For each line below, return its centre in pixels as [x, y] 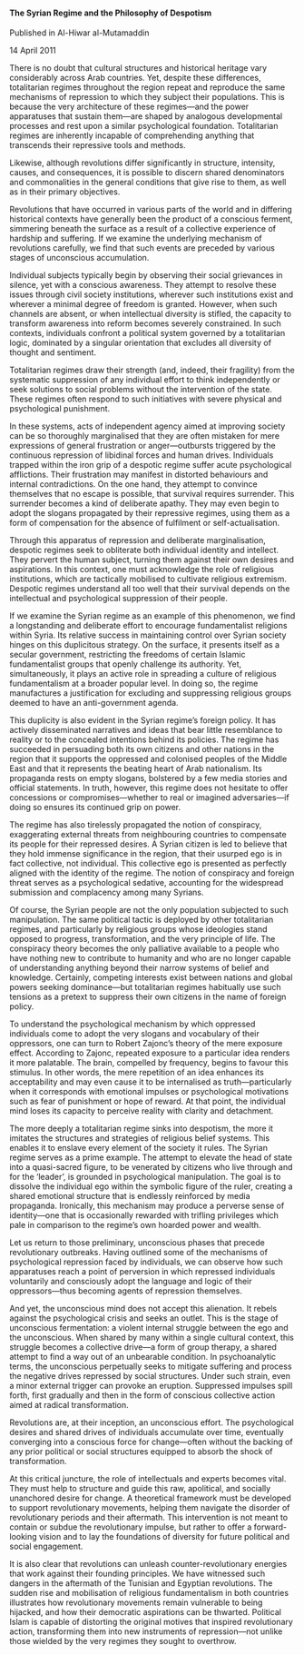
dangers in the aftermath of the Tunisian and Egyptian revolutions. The [141, 1583]
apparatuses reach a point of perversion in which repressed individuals [142, 1272]
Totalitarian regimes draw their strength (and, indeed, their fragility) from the [152, 370]
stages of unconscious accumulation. [79, 258]
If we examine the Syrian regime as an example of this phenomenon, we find [152, 616]
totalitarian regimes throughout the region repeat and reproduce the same [147, 87]
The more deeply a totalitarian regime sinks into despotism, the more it [142, 1129]
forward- [270, 1527]
